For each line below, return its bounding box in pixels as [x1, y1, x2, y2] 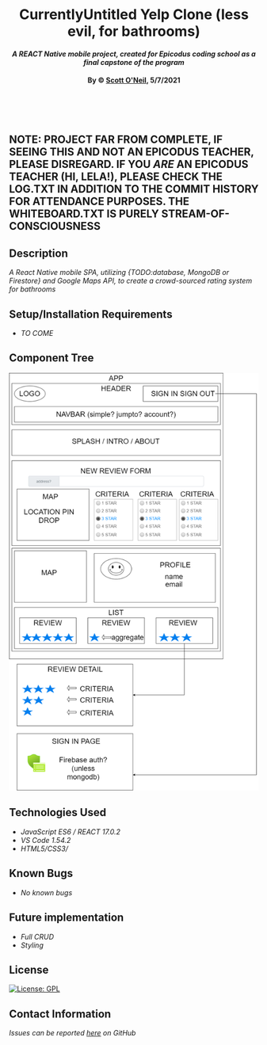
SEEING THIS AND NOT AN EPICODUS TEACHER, [9, 145, 254, 159]
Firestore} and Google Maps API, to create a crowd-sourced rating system [9, 276, 253, 286]
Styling [20, 940, 44, 950]
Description [9, 246, 68, 260]
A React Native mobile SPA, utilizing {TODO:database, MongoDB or [9, 268, 229, 277]
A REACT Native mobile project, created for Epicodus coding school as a [12, 49, 256, 59]
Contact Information [9, 1007, 112, 1020]
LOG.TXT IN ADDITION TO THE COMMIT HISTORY [9, 182, 259, 196]
